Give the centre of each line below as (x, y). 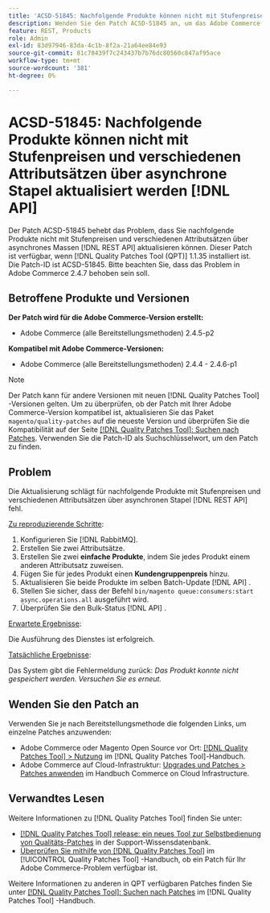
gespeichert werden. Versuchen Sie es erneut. (85, 679)
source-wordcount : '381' (50, 68)
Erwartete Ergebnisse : (45, 623)
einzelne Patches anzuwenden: (60, 732)
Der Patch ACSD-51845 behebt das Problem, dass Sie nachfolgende (121, 230)
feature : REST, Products (50, 31)
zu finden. (25, 446)
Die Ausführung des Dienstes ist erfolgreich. (82, 640)
